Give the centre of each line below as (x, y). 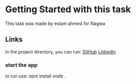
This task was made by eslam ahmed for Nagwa (55, 23)
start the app (21, 65)
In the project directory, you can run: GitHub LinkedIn (61, 51)
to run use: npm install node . (36, 76)
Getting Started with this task (68, 9)
